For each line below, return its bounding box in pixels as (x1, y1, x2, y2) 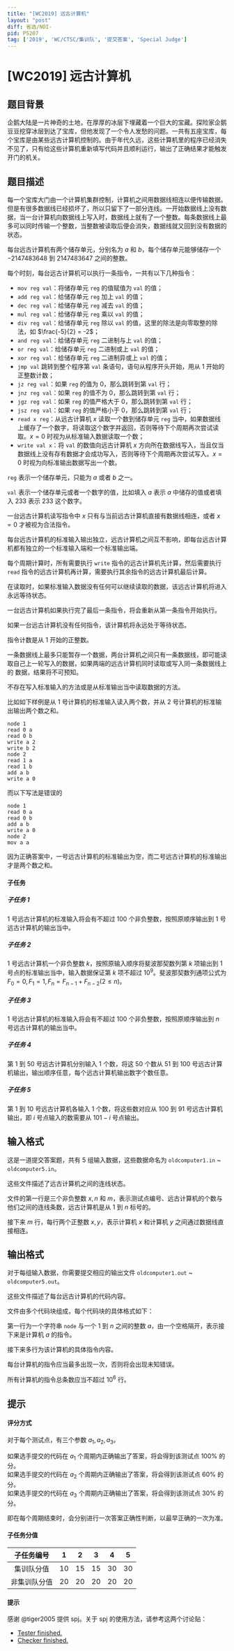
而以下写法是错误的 (7, 788, 63, 797)
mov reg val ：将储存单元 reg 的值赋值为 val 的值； (17, 284, 164, 292)
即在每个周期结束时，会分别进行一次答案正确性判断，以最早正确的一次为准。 (7, 1513, 227, 1522)
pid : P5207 (7, 29, 39, 37)
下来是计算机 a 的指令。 (7, 1330, 76, 1339)
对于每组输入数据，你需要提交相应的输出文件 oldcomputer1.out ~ (7, 1269, 193, 1277)
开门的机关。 (7, 153, 44, 161)
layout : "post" (7, 17, 52, 24)
